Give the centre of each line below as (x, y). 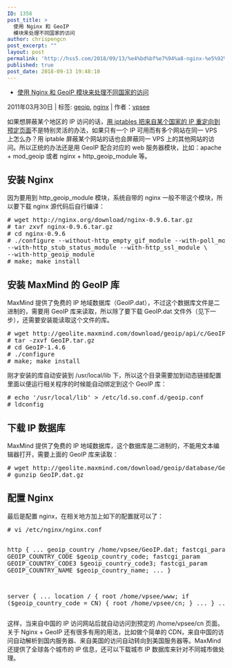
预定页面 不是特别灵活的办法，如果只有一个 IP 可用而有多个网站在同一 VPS (112, 130)
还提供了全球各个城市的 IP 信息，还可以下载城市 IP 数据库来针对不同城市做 (113, 649)
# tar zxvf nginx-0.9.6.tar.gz (60, 227)
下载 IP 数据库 (36, 428)
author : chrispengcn (37, 39)
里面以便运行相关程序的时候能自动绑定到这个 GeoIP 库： (87, 384)
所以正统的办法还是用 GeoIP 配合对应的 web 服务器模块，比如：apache (120, 147)
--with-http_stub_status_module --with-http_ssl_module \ (107, 248)
